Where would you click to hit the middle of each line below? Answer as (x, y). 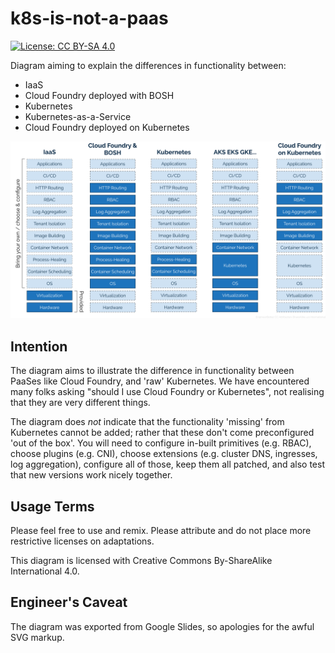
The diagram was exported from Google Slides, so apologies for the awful (162, 626)
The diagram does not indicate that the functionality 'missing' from (147, 422)
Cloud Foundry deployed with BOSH (99, 95)
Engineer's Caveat (69, 602)
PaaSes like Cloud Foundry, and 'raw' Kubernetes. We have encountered (160, 381)
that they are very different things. (80, 403)
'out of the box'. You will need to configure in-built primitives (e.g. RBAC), (161, 443)
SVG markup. (37, 637)
